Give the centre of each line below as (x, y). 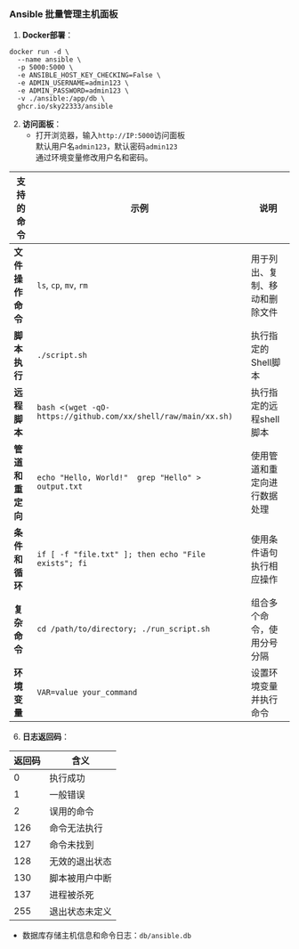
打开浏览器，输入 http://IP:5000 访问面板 (110, 135)
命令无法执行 (77, 828)
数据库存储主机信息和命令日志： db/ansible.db (106, 936)
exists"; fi (62, 564)
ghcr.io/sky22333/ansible (65, 107)
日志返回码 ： (45, 737)
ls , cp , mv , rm (62, 285)
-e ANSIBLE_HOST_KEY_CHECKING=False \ (89, 76)
